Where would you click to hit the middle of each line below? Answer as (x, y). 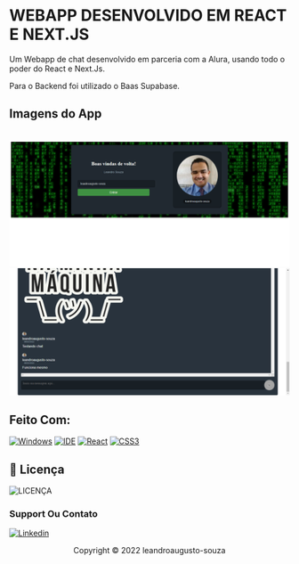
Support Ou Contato (53, 514)
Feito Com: (40, 420)
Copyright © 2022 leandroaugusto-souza (149, 551)
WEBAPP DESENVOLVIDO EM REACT (148, 16)
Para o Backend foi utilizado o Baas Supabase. (95, 86)
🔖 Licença (37, 469)
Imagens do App (56, 114)
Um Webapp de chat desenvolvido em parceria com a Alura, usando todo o (147, 59)
